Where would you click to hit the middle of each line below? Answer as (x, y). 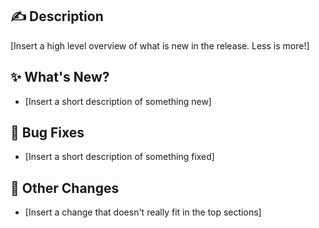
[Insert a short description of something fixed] (119, 157)
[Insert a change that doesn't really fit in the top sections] (143, 212)
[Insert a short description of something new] (118, 101)
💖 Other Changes (65, 188)
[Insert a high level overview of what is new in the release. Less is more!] (160, 45)
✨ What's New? (60, 77)
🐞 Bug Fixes (47, 133)
